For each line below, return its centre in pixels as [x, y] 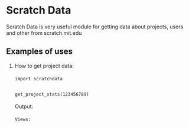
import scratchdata [39, 79]
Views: [23, 119]
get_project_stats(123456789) [52, 94]
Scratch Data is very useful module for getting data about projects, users [95, 27]
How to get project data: [44, 66]
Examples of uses [39, 52]
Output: [24, 106]
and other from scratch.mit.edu [44, 32]
